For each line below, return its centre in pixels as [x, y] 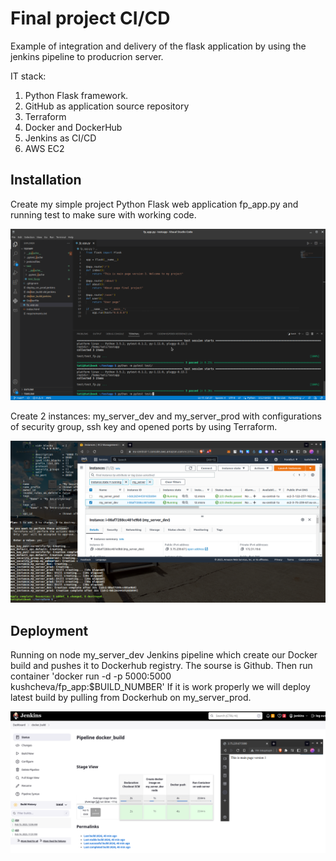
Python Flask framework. [76, 95]
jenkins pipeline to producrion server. [87, 56]
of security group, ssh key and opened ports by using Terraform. [144, 427]
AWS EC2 [44, 148]
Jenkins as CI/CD [60, 138]
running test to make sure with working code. [103, 214]
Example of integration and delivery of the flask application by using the [158, 46]
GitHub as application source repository [107, 106]
